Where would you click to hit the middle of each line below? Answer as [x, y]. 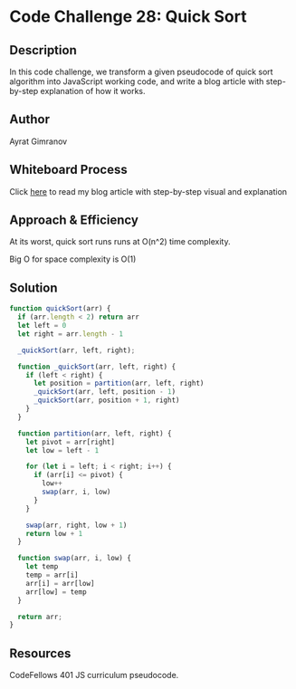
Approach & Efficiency [74, 220]
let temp [42, 567]
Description [43, 50]
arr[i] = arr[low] [60, 583]
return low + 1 [54, 533]
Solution [33, 287]
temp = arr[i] [52, 575]
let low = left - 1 [62, 450]
